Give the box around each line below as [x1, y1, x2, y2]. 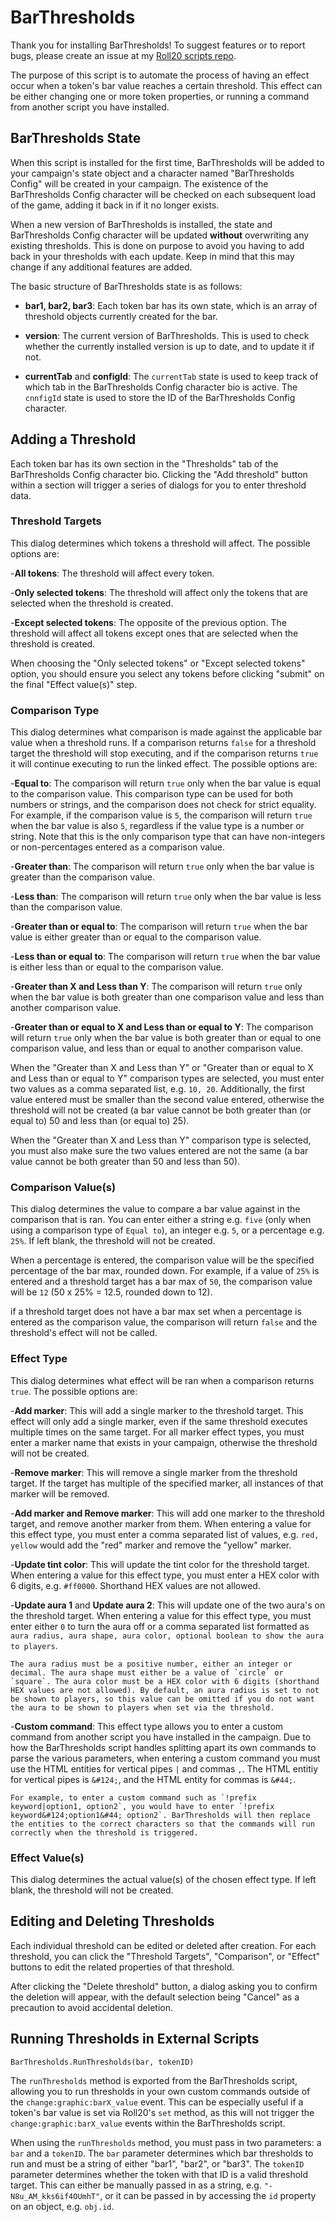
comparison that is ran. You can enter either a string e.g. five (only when [10, 1214, 312, 1226]
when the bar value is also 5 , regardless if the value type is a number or [10, 820, 305, 832]
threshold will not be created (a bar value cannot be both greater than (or [10, 1104, 312, 1116]
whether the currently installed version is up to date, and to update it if [24, 340, 315, 352]
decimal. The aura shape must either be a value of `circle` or [10, 1667, 284, 1678]
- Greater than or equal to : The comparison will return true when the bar [10, 921, 308, 933]
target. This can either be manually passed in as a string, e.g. [10, 2179, 262, 2191]
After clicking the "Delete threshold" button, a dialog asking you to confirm [10, 1980, 318, 1992]
